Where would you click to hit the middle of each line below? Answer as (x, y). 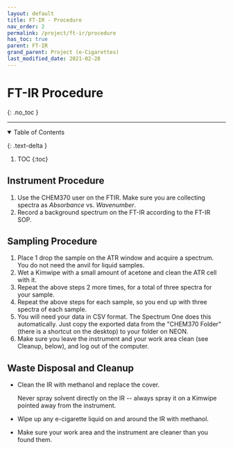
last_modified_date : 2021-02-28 (54, 59)
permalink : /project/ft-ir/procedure (62, 33)
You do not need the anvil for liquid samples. (81, 265)
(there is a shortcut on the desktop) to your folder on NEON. (103, 332)
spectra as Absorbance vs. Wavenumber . (77, 204)
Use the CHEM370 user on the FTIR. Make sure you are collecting (111, 197)
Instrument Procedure (56, 181)
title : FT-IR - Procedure (44, 20)
